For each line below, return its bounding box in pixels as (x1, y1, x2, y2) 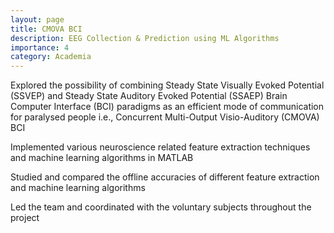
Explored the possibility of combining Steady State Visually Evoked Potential (10, 79, 325, 91)
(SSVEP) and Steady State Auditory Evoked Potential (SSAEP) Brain (10, 90, 288, 102)
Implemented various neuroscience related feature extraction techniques (10, 141, 311, 153)
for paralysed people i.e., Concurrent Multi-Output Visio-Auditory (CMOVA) (10, 111, 320, 123)
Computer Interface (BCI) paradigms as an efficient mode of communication (10, 101, 325, 113)
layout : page (10, 14, 65, 25)
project (10, 212, 40, 224)
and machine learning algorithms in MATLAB (10, 152, 194, 164)
